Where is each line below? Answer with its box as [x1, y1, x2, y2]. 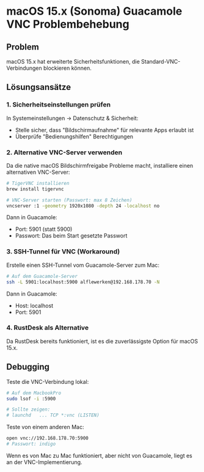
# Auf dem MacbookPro [6, 390, 62, 396]
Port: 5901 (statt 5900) [15, 225, 73, 233]
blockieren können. [43, 64, 92, 72]
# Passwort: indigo [6, 441, 56, 448]
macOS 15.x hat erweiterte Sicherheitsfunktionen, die [6, 58, 140, 65]
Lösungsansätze [6, 82, 71, 92]
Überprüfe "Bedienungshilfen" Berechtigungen [15, 133, 133, 140]
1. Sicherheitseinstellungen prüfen [6, 100, 111, 109]
